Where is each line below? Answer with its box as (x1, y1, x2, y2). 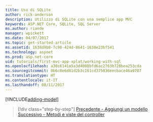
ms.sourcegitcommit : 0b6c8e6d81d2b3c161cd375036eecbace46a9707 (5, 69, 142, 74)
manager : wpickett (5, 31, 44, 36)
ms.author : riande (5, 26, 44, 31)
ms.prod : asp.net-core (5, 54, 53, 59)
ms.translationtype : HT (5, 73, 56, 78)
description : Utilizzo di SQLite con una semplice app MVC (5, 17, 133, 22)
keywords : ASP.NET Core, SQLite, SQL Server (5, 21, 101, 27)
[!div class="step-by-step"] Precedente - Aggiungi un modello (17, 106, 148, 112)
